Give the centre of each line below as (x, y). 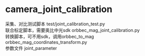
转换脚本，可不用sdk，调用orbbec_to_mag (50, 36)
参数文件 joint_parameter (31, 48)
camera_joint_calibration (59, 9)
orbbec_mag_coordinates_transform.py (46, 42)
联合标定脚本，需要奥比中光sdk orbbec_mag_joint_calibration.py (72, 30)
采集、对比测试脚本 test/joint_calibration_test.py (55, 24)
